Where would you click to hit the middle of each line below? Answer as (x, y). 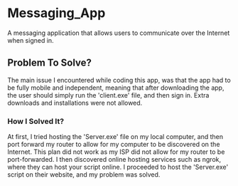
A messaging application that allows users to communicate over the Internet (119, 33)
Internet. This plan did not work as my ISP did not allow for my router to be (116, 152)
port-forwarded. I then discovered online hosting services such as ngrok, (114, 160)
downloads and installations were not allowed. (75, 103)
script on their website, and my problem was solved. (84, 175)
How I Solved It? (36, 121)
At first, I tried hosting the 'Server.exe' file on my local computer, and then (115, 137)
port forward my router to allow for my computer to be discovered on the (114, 145)
